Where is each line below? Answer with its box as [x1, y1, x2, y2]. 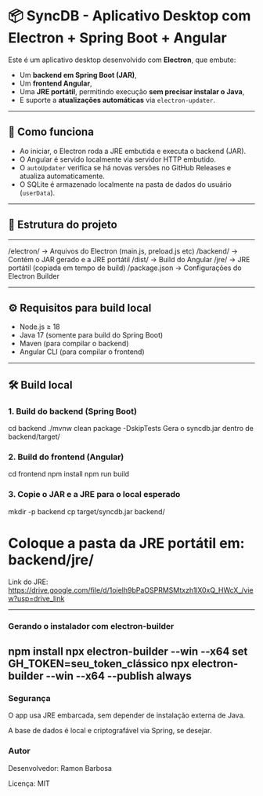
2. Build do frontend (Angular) [8, 451, 124, 462]
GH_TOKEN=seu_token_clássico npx [8, 657, 190, 670]
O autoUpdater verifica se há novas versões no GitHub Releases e [19, 162, 232, 172]
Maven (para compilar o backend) [19, 339, 129, 349]
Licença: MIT [8, 779, 51, 788]
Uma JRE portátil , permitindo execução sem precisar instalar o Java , [19, 86, 245, 96]
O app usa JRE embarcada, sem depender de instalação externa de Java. [8, 710, 246, 720]
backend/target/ [8, 432, 60, 441]
